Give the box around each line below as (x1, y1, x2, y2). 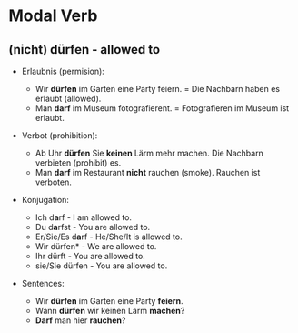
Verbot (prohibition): (21, 130, 98, 141)
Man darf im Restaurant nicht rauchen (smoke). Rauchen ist (35, 167, 261, 177)
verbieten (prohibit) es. (35, 157, 122, 168)
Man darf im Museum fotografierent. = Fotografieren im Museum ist (35, 103, 290, 114)
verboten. (35, 177, 72, 187)
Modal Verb (8, 5, 98, 26)
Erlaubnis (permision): (21, 66, 105, 76)
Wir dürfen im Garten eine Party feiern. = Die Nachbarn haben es (35, 84, 281, 94)
